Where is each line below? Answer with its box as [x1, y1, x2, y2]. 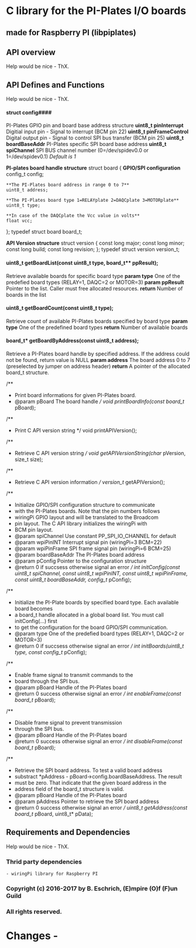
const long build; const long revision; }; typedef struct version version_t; [6, 246, 180, 253]
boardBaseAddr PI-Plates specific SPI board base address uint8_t [6, 141, 167, 148]
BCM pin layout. [14, 526, 53, 533]
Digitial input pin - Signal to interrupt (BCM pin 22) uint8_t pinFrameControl [6, 128, 189, 136]
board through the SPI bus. [14, 678, 80, 685]
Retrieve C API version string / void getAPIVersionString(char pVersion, [14, 450, 186, 457]
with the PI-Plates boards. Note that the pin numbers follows [14, 507, 160, 514]
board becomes [14, 605, 53, 612]
